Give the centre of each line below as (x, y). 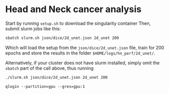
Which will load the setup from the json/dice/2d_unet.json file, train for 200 (85, 48)
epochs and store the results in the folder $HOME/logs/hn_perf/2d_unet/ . (80, 53)
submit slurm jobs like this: (33, 28)
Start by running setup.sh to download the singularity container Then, (78, 23)
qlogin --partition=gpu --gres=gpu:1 (45, 86)
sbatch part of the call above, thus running (49, 68)
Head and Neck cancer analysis (73, 9)
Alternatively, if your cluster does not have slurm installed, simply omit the (82, 63)
